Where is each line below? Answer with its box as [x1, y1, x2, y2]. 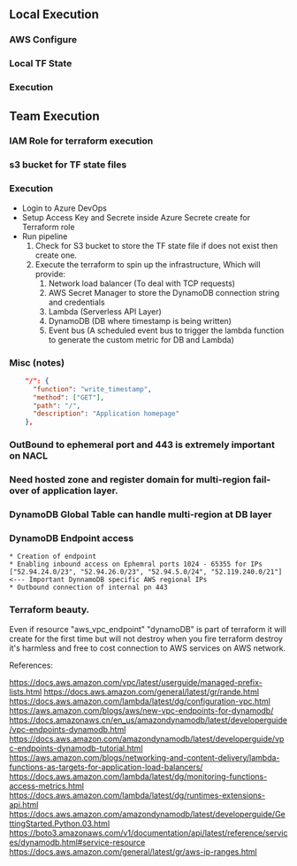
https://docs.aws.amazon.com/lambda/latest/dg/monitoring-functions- [9, 770, 268, 782]
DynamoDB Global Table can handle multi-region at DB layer [9, 508, 272, 521]
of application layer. [30, 484, 118, 497]
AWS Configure [9, 34, 78, 46]
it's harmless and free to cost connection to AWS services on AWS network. [9, 642, 286, 653]
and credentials [48, 297, 105, 307]
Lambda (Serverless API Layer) [48, 305, 162, 317]
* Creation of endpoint [9, 553, 97, 561]
